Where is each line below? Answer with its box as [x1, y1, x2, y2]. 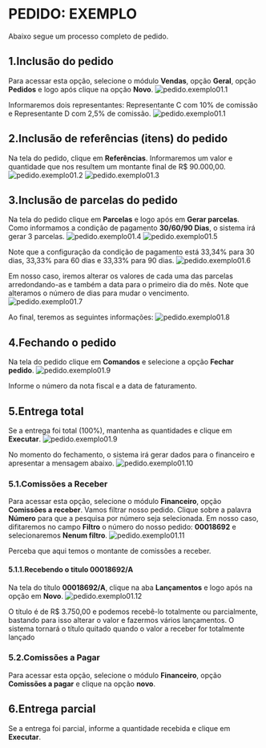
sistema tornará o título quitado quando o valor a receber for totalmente [8, 624, 245, 633]
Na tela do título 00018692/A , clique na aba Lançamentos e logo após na [8, 583, 253, 592]
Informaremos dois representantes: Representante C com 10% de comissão [8, 100, 258, 109]
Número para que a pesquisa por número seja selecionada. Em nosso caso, [8, 514, 259, 523]
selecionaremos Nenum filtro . [8, 531, 108, 540]
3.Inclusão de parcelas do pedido [8, 193, 178, 207]
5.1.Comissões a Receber [8, 478, 108, 490]
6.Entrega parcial [8, 702, 96, 716]
